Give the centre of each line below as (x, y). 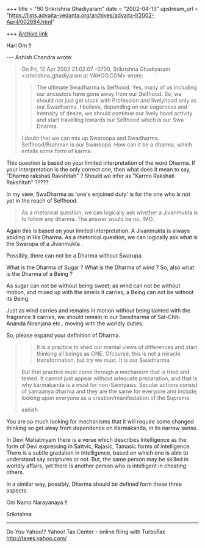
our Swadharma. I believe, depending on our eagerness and (112, 107)
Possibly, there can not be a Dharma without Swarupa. (75, 255)
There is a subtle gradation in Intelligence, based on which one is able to (97, 453)
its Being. (18, 299)
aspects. (17, 490)
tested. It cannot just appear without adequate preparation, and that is (109, 378)
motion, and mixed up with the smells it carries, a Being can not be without (100, 292)
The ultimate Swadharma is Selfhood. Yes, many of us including (117, 87)
